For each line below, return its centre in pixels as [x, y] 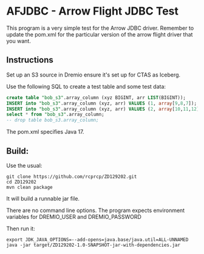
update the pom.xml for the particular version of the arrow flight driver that [100, 34]
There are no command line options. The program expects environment [96, 210]
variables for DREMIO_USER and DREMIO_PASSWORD [74, 216]
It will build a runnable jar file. [43, 198]
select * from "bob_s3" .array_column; [55, 115]
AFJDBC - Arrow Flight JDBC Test [93, 11]
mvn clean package [29, 187]
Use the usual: [24, 165]
